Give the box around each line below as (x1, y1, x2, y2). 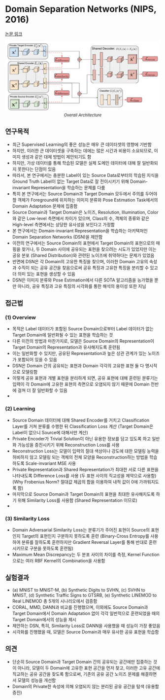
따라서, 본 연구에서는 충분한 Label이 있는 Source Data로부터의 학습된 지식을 (12, 172, 159, 178)
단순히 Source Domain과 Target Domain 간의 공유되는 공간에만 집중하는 (12, 659, 152, 665)
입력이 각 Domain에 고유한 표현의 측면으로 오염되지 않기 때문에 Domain (12, 381, 150, 387)
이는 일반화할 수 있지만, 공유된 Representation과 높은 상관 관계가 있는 (12, 350, 147, 356)
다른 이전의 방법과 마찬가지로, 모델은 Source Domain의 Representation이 (12, 338, 155, 344)
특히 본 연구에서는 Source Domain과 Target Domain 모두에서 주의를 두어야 (12, 191, 158, 197)
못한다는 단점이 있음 (17, 166, 56, 172)
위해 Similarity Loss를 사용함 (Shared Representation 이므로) (17, 497, 137, 503)
